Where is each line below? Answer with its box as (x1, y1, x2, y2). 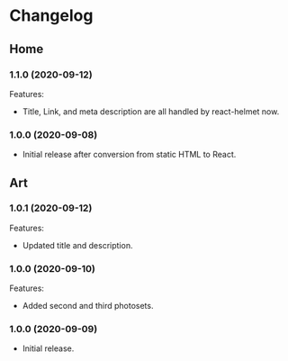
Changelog (9, 5, 94, 26)
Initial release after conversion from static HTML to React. (22, 149, 237, 160)
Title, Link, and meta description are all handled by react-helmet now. (22, 105, 280, 117)
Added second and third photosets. (22, 301, 154, 311)
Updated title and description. (22, 239, 133, 250)
